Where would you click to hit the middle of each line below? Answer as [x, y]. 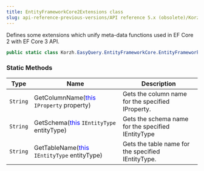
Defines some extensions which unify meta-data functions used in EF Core [100, 35]
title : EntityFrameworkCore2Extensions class [65, 12]
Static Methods [29, 68]
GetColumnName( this [65, 98]
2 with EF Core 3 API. [33, 41]
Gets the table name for [156, 144]
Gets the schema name [155, 119]
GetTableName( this [62, 147]
